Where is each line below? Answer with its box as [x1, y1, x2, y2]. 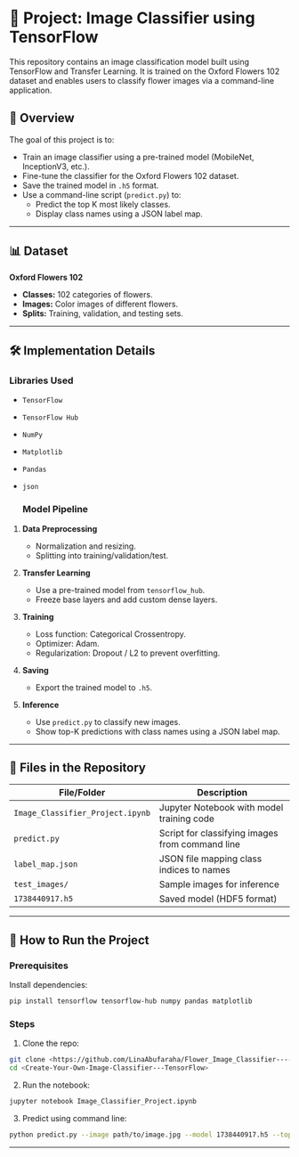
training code [158, 812, 215, 825]
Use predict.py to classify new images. [35, 716, 181, 727]
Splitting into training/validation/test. [35, 550, 169, 560]
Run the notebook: [21, 1080, 91, 1090]
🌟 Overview [9, 110, 75, 126]
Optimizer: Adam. [35, 638, 100, 648]
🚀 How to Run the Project [9, 933, 149, 948]
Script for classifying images [158, 827, 279, 840]
